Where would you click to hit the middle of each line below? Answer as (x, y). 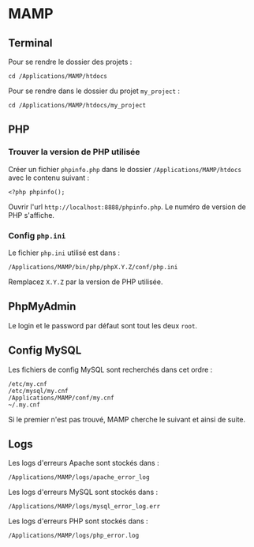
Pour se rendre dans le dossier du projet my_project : (94, 91)
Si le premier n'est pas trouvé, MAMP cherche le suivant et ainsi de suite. (127, 419)
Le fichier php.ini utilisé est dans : (64, 253)
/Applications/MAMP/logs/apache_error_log (79, 478)
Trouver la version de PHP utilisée (74, 152)
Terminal (30, 43)
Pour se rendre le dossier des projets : (70, 62)
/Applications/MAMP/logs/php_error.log (74, 536)
